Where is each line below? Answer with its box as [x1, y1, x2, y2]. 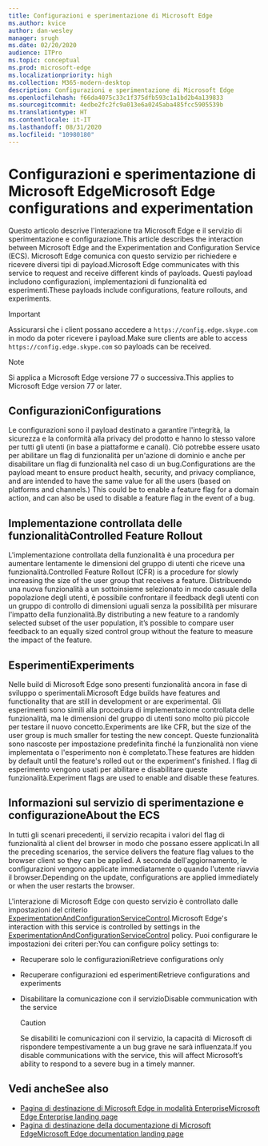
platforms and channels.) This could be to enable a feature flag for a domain [8, 485, 259, 494]
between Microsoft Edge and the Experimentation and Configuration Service [8, 242, 261, 252]
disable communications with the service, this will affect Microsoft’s [19, 1050, 243, 1060]
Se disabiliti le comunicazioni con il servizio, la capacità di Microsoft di [19, 1033, 252, 1043]
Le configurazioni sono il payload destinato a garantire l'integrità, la [8, 425, 230, 435]
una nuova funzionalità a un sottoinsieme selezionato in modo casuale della [8, 585, 258, 594]
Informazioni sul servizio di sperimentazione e [8, 797, 244, 810]
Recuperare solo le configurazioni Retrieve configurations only [19, 954, 224, 964]
